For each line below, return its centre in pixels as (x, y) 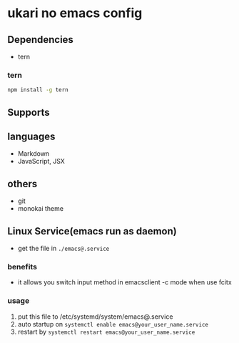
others (22, 184)
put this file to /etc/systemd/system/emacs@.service (95, 317)
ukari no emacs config (75, 13)
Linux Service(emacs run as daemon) (92, 231)
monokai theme (41, 209)
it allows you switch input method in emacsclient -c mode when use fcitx (124, 282)
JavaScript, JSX (41, 161)
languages (31, 136)
